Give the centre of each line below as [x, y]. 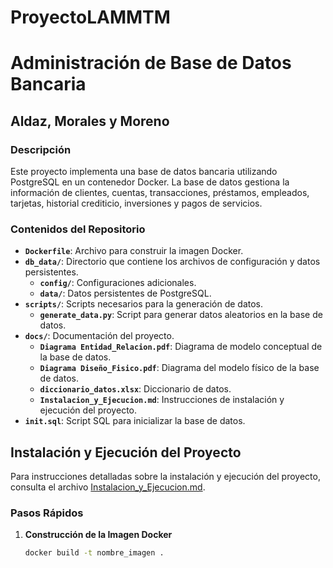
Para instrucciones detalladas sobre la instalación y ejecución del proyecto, [165, 477]
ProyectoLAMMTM [90, 17]
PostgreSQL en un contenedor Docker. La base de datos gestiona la [150, 182]
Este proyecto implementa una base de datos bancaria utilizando [144, 172]
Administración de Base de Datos [151, 63]
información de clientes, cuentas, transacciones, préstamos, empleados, [160, 193]
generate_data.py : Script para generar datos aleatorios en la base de [181, 315]
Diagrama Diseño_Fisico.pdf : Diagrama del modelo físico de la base [179, 368]
